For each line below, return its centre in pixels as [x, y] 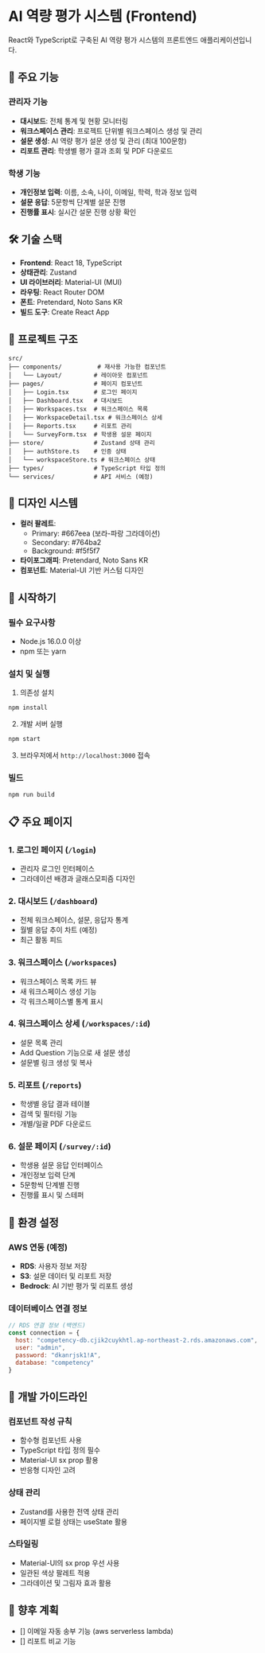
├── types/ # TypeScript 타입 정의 [87, 468]
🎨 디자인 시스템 [43, 503]
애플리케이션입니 [226, 40]
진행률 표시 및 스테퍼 [52, 1195]
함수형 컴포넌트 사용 [51, 1441]
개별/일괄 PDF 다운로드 [56, 1124]
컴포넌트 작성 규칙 [41, 1421]
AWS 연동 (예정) [38, 1247]
